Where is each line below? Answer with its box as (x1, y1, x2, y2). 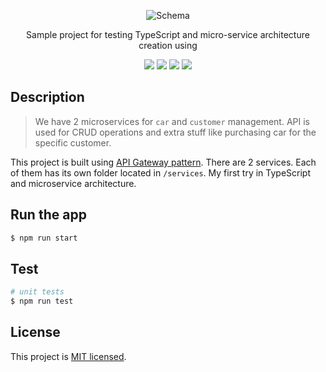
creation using (138, 40, 198, 51)
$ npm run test (10, 296, 74, 307)
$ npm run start (10, 233, 78, 243)
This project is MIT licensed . (10, 350, 127, 362)
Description (10, 89, 85, 106)
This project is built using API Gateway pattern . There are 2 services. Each (10, 156, 317, 168)
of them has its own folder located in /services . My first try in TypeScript (10, 166, 312, 179)
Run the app (10, 206, 87, 224)
